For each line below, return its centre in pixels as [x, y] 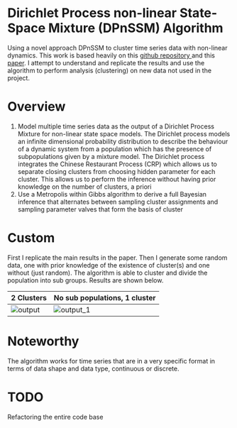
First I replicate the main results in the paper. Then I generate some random [117, 258]
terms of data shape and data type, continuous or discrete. [93, 368]
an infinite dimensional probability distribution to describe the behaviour [123, 141]
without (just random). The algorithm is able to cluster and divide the [108, 273]
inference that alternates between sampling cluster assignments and [118, 202]
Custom [31, 238]
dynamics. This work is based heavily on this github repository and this [111, 55]
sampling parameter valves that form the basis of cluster [100, 209]
